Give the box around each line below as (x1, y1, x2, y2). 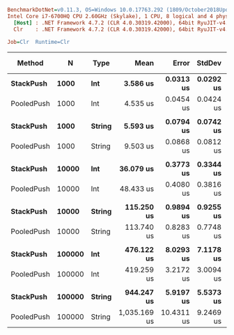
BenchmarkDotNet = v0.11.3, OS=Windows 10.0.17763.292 (7, 6, 164, 13)
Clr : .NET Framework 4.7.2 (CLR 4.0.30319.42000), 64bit (13, 26, 195, 33)
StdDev (196, 59, 221, 68)
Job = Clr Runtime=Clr (7, 38, 70, 45)
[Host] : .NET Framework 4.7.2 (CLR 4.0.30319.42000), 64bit (13, 19, 195, 26)
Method (17, 59, 44, 68)
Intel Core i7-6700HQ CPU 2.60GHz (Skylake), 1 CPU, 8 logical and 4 (7, 13, 214, 20)
